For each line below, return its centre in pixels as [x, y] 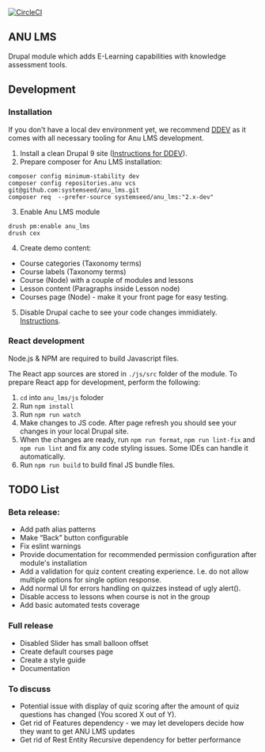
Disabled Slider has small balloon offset [84, 643]
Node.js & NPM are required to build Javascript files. [94, 358]
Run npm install [47, 406]
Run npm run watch [50, 414]
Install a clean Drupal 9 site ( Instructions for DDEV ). [103, 153]
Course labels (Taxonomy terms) [73, 271]
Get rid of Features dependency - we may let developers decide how [132, 723]
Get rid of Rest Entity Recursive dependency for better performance [130, 740]
